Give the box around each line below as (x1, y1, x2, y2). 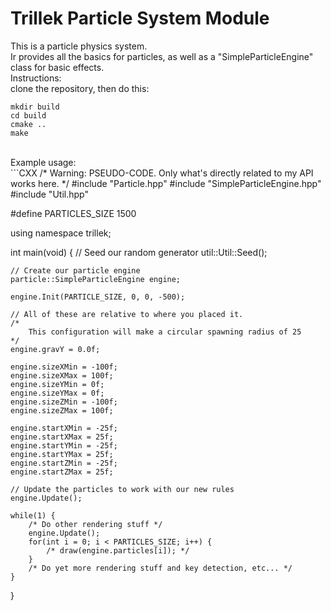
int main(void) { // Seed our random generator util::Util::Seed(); (10, 246, 268, 258)
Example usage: (10, 156, 77, 168)
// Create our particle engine (10, 265, 141, 276)
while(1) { (10, 510, 56, 521)
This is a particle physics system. (10, 40, 148, 52)
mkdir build (10, 102, 60, 112)
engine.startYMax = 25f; (10, 449, 114, 459)
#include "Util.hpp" (10, 188, 89, 200)
